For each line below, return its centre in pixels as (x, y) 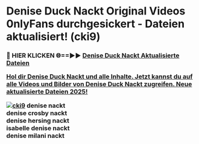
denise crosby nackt (37, 113)
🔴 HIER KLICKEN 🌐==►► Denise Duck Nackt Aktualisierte (93, 55)
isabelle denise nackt (38, 128)
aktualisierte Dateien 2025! (47, 92)
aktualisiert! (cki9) (53, 37)
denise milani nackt (36, 136)
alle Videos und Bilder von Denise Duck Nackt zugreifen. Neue (99, 84)
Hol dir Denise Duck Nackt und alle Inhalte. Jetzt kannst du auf (99, 77)
